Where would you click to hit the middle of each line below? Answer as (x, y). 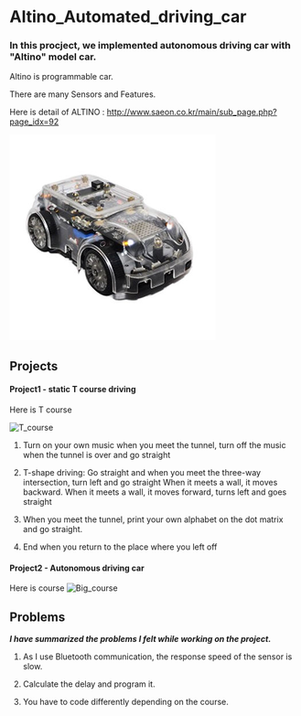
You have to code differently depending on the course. (125, 702)
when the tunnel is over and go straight (97, 455)
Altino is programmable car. (62, 77)
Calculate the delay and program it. (89, 684)
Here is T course (41, 410)
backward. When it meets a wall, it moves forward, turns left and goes (155, 492)
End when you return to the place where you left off (120, 547)
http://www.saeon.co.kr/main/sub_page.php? (192, 112)
